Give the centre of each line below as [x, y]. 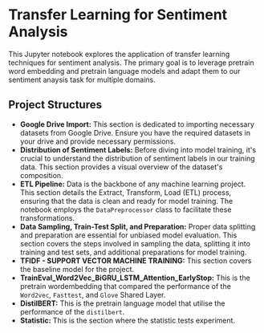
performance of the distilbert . [72, 311]
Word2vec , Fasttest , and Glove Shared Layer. [93, 294]
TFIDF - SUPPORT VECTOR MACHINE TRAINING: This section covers [136, 260]
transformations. [47, 217]
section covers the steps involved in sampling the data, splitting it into [135, 243]
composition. [41, 175]
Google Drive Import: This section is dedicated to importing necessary [137, 124]
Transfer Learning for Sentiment [118, 15]
